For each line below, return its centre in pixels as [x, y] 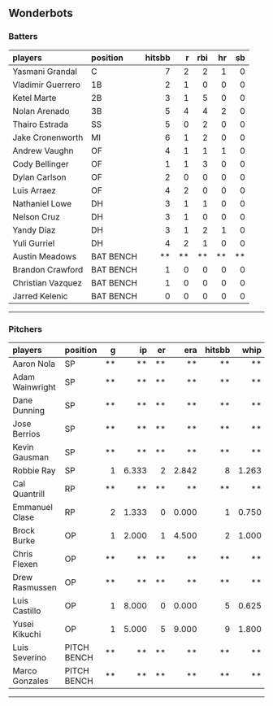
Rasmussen [35, 587]
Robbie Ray [34, 470]
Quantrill [29, 494]
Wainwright [34, 387]
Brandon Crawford [48, 269]
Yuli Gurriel [34, 243]
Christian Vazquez [48, 282]
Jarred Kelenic [40, 296]
